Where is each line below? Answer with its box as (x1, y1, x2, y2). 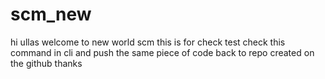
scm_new (10, 3, 92, 26)
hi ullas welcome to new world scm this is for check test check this (10, 36, 286, 48)
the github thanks (10, 57, 83, 69)
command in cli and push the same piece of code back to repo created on (10, 46, 315, 58)
